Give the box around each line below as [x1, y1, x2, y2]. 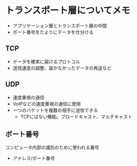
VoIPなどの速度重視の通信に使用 [12, 100, 81, 107]
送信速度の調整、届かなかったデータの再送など [12, 65, 111, 71]
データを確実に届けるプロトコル [12, 58, 80, 65]
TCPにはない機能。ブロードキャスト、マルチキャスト [20, 113, 133, 119]
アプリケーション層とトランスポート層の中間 [12, 23, 107, 29]
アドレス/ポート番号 [12, 155, 55, 161]
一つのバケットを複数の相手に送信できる [12, 107, 98, 113]
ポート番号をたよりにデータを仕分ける [12, 29, 94, 35]
